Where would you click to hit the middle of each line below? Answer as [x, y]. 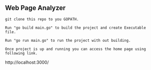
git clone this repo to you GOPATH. [42, 19]
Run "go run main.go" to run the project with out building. [68, 40]
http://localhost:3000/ [27, 62]
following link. [21, 53]
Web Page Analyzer [35, 8]
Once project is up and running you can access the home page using [75, 49]
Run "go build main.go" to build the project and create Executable [75, 28]
